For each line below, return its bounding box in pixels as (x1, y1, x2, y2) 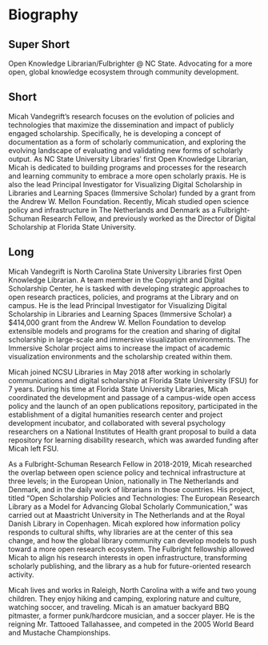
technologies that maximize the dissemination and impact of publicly (8, 120, 234, 130)
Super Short (8, 38, 70, 51)
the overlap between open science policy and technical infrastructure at (8, 467, 246, 477)
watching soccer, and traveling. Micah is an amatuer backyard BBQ (8, 602, 230, 611)
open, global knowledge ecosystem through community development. (8, 67, 239, 77)
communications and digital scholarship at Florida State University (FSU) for (8, 375, 258, 385)
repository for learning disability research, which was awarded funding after (8, 435, 258, 445)
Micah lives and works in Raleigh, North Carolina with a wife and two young (8, 585, 257, 595)
